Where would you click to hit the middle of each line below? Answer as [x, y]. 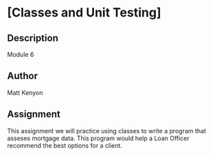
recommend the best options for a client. [65, 145]
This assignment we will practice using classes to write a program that [106, 131]
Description [33, 38]
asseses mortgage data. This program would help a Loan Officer [99, 138]
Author [22, 76]
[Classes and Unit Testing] [84, 13]
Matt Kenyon [25, 92]
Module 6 [21, 54]
